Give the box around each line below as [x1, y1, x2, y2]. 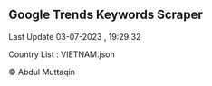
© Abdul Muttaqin [8, 66, 76, 77]
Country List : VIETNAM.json [8, 49, 115, 60]
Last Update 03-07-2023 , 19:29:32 [8, 31, 141, 42]
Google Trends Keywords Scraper [8, 7, 203, 23]
